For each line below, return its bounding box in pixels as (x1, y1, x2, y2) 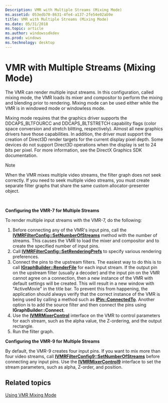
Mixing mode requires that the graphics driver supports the (5, 115, 127, 121)
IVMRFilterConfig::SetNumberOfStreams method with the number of (12, 232, 157, 238)
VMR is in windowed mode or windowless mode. (5, 105, 106, 111)
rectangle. (12, 323, 34, 329)
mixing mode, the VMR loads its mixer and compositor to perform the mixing (5, 94, 163, 101)
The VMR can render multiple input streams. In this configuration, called (5, 89, 154, 95)
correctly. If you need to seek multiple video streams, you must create (5, 177, 150, 183)
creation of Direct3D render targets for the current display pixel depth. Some (5, 136, 163, 142)
